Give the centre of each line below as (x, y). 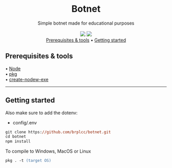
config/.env (25, 122)
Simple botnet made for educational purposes (86, 23)
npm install (18, 141)
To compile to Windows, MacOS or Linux (48, 151)
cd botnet (16, 137)
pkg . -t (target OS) (28, 161)
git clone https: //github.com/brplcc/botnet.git (58, 132)
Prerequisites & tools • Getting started (86, 40)
